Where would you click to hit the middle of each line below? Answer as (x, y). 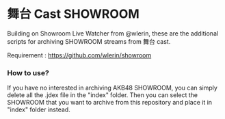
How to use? (28, 72)
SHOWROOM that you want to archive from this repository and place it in (110, 103)
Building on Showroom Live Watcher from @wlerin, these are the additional (113, 33)
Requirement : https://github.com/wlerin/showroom (79, 55)
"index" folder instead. (39, 109)
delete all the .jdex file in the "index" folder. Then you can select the (103, 95)
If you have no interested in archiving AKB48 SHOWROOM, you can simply (112, 88)
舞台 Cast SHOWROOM (73, 14)
